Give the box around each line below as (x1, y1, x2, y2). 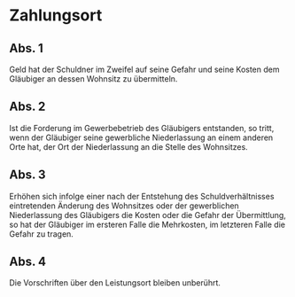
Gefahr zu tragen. (9, 228, 74, 239)
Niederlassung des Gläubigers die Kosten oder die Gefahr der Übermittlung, (9, 209, 286, 220)
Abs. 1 (9, 41, 44, 56)
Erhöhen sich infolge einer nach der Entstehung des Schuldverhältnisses (9, 191, 275, 201)
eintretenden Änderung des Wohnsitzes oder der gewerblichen (9, 200, 239, 211)
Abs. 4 (9, 254, 47, 270)
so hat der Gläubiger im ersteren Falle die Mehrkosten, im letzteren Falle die (9, 219, 286, 230)
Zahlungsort (9, 5, 103, 26)
